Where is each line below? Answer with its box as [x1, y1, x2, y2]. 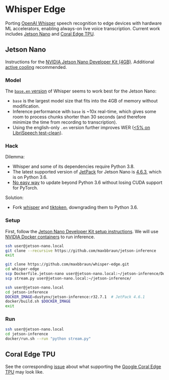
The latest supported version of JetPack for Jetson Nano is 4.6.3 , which [12, 169, 162, 175]
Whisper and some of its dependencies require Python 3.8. [12, 163, 135, 169]
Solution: [5, 195, 24, 201]
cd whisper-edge [5, 266, 39, 272]
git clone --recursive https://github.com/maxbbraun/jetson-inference [5, 248, 156, 253]
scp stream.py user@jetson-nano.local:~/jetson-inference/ [5, 275, 132, 281]
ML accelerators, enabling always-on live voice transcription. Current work [5, 25, 160, 31]
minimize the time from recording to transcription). [12, 119, 117, 125]
